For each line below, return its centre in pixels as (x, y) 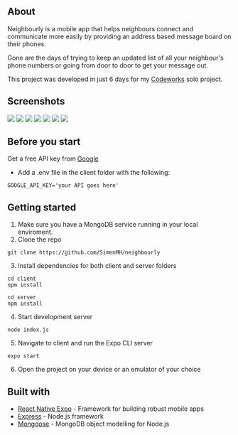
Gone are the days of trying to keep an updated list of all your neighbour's (115, 58)
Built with (29, 391)
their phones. (27, 44)
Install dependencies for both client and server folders (97, 266)
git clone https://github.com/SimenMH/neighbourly (84, 253)
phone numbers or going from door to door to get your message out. (108, 65)
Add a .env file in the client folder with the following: (94, 173)
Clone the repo (39, 240)
